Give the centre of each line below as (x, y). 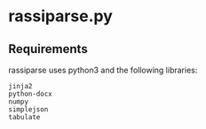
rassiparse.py (60, 16)
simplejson (28, 110)
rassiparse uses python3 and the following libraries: (103, 70)
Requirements (48, 49)
